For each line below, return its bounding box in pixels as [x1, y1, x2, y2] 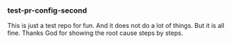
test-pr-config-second [7, 6, 88, 15]
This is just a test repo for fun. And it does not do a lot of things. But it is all [7, 22, 225, 30]
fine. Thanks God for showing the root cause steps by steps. [7, 29, 184, 37]
